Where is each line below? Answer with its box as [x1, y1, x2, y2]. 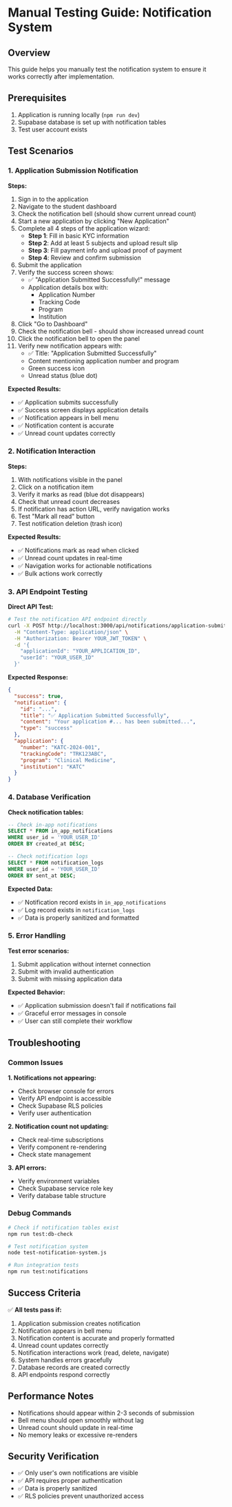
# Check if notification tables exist [8, 1224, 119, 1231]
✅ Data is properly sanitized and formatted [17, 914, 140, 922]
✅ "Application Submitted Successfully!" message [28, 275, 171, 284]
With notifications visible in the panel [17, 475, 123, 483]
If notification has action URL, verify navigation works [17, 505, 170, 513]
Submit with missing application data [17, 974, 123, 982]
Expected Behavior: [8, 988, 65, 996]
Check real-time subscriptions [17, 1135, 104, 1144]
